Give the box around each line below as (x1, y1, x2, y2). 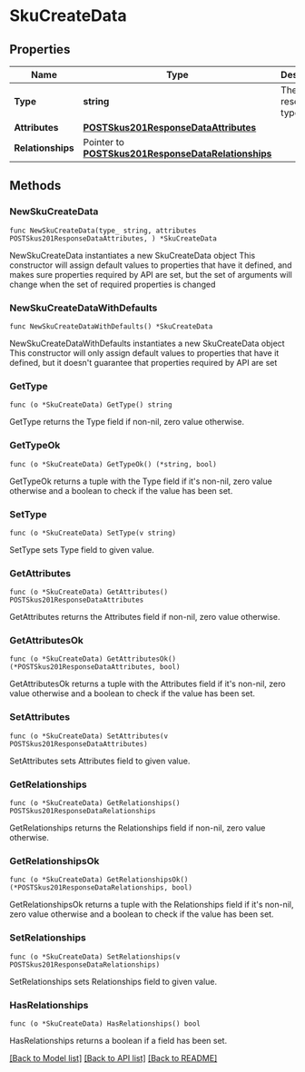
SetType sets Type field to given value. (9, 544, 154, 555)
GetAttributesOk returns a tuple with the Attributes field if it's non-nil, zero (9, 678, 286, 690)
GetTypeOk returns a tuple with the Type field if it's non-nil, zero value (9, 476, 272, 487)
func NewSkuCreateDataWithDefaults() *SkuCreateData (9, 321, 213, 331)
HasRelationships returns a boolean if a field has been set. (9, 1035, 228, 1046)
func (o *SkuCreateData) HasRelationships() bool (9, 1018, 202, 1028)
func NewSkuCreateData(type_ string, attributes (9, 226, 197, 235)
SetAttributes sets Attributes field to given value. (9, 755, 191, 766)
